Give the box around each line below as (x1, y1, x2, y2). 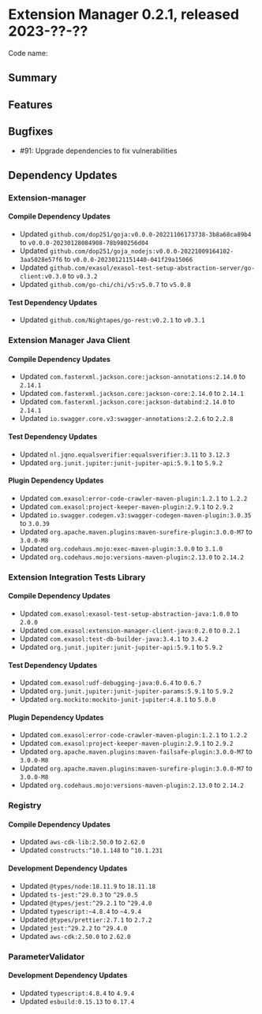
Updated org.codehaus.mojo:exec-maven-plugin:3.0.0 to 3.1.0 (19, 543, 223, 553)
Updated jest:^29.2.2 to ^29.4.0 (19, 923, 128, 932)
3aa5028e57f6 (19, 256, 63, 264)
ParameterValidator (8, 951, 85, 962)
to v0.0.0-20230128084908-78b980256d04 (19, 238, 148, 248)
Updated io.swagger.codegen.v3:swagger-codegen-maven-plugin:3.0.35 (19, 510, 252, 520)
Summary (8, 71, 58, 84)
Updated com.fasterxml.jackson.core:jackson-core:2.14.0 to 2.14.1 (19, 389, 245, 398)
